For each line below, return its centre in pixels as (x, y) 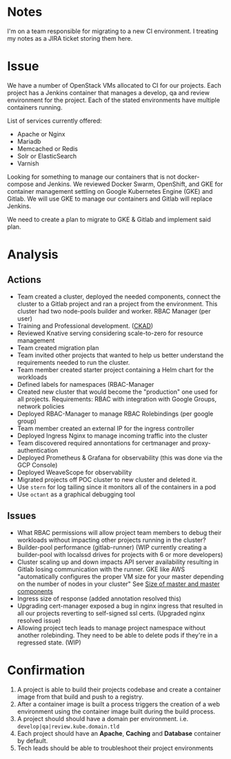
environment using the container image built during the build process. (116, 711)
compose (21, 184)
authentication (38, 450)
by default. (32, 740)
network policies (41, 406)
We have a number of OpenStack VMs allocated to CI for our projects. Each (114, 85)
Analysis (33, 255)
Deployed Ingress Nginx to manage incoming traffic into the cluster (112, 436)
